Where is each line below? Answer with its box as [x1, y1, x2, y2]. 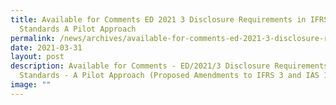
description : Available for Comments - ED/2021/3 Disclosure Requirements [10, 61, 329, 71]
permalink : [10, 33, 56, 43]
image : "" [10, 80, 52, 90]
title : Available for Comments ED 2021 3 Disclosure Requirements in [10, 14, 307, 25]
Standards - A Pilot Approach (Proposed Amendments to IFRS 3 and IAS [19, 71, 320, 81]
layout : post [10, 52, 65, 62]
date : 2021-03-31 [10, 42, 83, 53]
